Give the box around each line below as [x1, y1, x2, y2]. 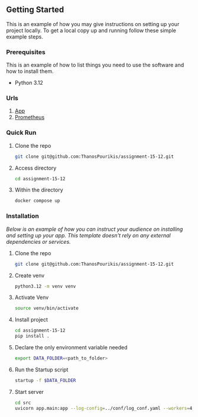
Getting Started [6, 5, 64, 15]
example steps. [6, 33, 43, 40]
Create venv [14, 272, 45, 279]
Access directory [14, 164, 57, 171]
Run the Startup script [14, 366, 69, 373]
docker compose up [14, 198, 60, 204]
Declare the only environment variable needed [14, 344, 128, 351]
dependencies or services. [6, 238, 71, 245]
